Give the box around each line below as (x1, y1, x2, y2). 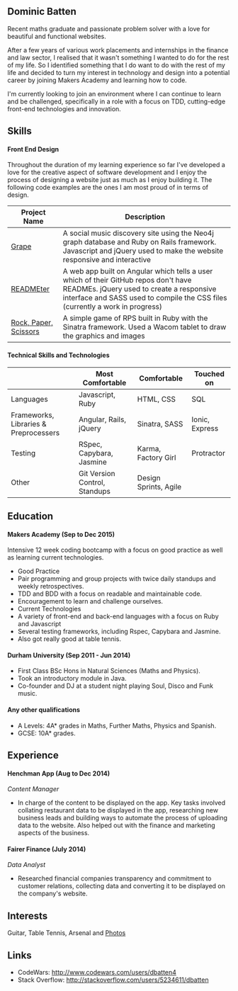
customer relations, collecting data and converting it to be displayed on (17, 882, 225, 890)
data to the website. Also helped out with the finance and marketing (17, 821, 216, 829)
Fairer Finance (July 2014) (7, 844, 86, 853)
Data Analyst (7, 861, 46, 869)
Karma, (137, 443, 161, 453)
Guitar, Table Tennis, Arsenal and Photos (7, 929, 126, 937)
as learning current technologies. (7, 553, 104, 562)
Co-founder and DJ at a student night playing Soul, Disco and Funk (17, 681, 214, 690)
